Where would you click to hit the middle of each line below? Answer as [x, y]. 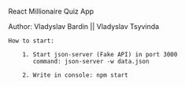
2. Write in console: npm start [75, 75]
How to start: [31, 41]
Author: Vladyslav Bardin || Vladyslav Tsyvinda [84, 26]
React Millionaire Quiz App [51, 11]
